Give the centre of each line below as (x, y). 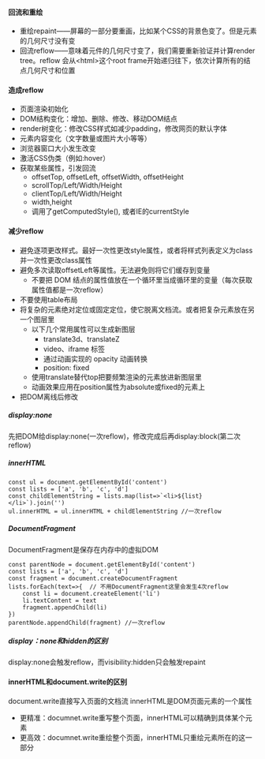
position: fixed (66, 368)
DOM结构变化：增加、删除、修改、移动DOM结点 (98, 119)
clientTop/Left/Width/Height (77, 194)
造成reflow (26, 90)
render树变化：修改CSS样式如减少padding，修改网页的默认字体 (123, 129)
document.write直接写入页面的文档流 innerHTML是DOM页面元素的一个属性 (130, 701)
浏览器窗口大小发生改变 (58, 148)
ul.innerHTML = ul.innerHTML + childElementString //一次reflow (115, 511)
